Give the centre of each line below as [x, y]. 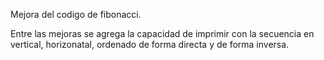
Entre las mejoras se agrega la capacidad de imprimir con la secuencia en [162, 33]
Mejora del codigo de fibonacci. [76, 14]
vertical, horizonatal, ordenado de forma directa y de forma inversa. [150, 44]
